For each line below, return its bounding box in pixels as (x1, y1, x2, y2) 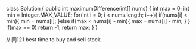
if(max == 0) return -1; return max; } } (6, 24, 98, 31)
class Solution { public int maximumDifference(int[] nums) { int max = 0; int (6, 5, 189, 12)
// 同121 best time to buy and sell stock (6, 36, 101, 43)
